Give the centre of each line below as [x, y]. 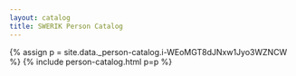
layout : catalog [40, 18]
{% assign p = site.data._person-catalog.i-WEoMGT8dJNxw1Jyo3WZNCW [148, 52]
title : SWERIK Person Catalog [67, 26]
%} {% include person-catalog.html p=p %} [91, 62]
